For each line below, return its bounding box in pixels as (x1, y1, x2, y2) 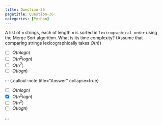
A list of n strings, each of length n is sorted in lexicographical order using (5, 30, 158, 36)
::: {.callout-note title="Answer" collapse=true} (5, 77, 99, 83)
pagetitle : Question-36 (5, 12, 54, 17)
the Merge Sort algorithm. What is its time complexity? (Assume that (5, 35, 143, 41)
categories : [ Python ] (5, 16, 50, 21)
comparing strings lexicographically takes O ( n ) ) (5, 40, 102, 46)
